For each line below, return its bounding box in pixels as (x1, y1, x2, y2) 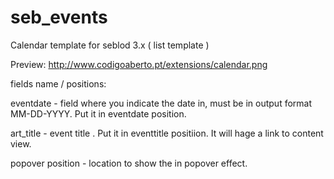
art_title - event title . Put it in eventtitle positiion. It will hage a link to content (10, 127, 324, 139)
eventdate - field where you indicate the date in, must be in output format (10, 97, 313, 109)
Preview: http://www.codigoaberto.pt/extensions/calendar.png (10, 58, 268, 70)
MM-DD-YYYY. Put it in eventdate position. (10, 107, 187, 120)
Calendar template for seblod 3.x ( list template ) (10, 39, 210, 51)
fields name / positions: (10, 77, 107, 90)
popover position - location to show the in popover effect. (10, 157, 248, 169)
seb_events (10, 6, 108, 29)
